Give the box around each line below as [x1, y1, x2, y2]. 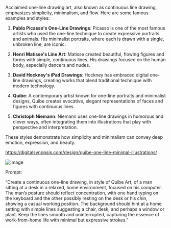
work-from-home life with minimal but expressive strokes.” [5, 217, 129, 223]
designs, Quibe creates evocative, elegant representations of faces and [12, 98, 163, 104]
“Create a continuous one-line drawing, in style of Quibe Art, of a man [5, 179, 153, 185]
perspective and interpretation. [12, 124, 78, 130]
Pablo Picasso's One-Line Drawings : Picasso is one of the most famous [12, 25, 165, 31]
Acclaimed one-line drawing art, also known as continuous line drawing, [5, 5, 157, 10]
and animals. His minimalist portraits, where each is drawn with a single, [12, 36, 164, 42]
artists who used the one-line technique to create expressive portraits [12, 31, 160, 36]
